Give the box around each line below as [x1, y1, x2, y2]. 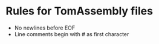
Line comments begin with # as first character [14, 30, 129, 37]
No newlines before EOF [14, 24, 76, 31]
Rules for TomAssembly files [5, 4, 154, 18]
